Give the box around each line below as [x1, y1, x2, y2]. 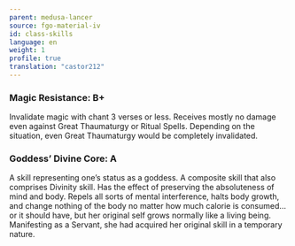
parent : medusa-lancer [9, 12, 93, 22]
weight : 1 [9, 46, 46, 55]
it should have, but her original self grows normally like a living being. [19, 210, 272, 221]
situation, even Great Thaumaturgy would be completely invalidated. [9, 130, 259, 142]
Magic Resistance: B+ [9, 91, 105, 104]
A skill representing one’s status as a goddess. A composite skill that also [9, 173, 276, 183]
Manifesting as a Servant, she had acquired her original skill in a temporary [9, 219, 283, 230]
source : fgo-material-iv [9, 21, 101, 30]
